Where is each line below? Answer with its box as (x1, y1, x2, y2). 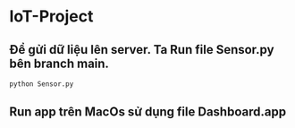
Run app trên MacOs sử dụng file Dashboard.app (9, 105, 287, 120)
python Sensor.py (9, 80, 74, 89)
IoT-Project (9, 6, 94, 27)
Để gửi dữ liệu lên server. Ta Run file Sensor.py (9, 42, 274, 57)
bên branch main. (9, 55, 110, 71)
